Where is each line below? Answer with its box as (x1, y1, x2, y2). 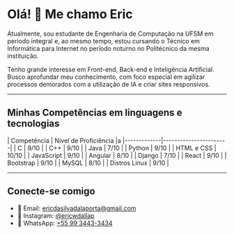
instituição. (7, 52, 39, 60)
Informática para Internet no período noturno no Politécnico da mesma (7, 44, 210, 52)
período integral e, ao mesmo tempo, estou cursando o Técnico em (7, 36, 201, 45)
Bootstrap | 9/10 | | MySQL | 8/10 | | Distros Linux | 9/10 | (7, 159, 169, 167)
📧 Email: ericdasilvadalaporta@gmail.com (17, 204, 136, 212)
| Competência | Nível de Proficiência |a (7, 136, 122, 145)
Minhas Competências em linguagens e (7, 107, 182, 119)
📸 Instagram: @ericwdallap (17, 211, 95, 219)
